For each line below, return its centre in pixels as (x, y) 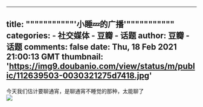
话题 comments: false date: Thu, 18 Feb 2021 (92, 47)
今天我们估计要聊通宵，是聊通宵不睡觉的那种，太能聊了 (75, 91)
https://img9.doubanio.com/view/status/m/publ (102, 66)
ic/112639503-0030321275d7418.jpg (78, 76)
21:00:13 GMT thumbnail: (55, 57)
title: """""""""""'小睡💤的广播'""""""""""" (91, 24)
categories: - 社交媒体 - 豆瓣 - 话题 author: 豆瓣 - (98, 36)
